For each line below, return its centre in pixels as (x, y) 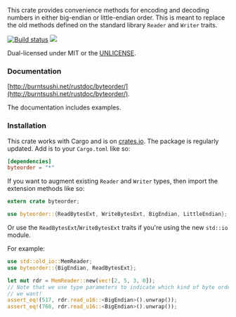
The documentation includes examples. (64, 107)
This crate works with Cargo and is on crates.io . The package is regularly (113, 141)
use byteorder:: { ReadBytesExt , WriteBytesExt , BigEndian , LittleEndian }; (118, 214)
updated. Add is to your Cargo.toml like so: (69, 148)
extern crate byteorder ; (44, 202)
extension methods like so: (46, 189)
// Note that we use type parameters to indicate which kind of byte (111, 287)
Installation (27, 126)
